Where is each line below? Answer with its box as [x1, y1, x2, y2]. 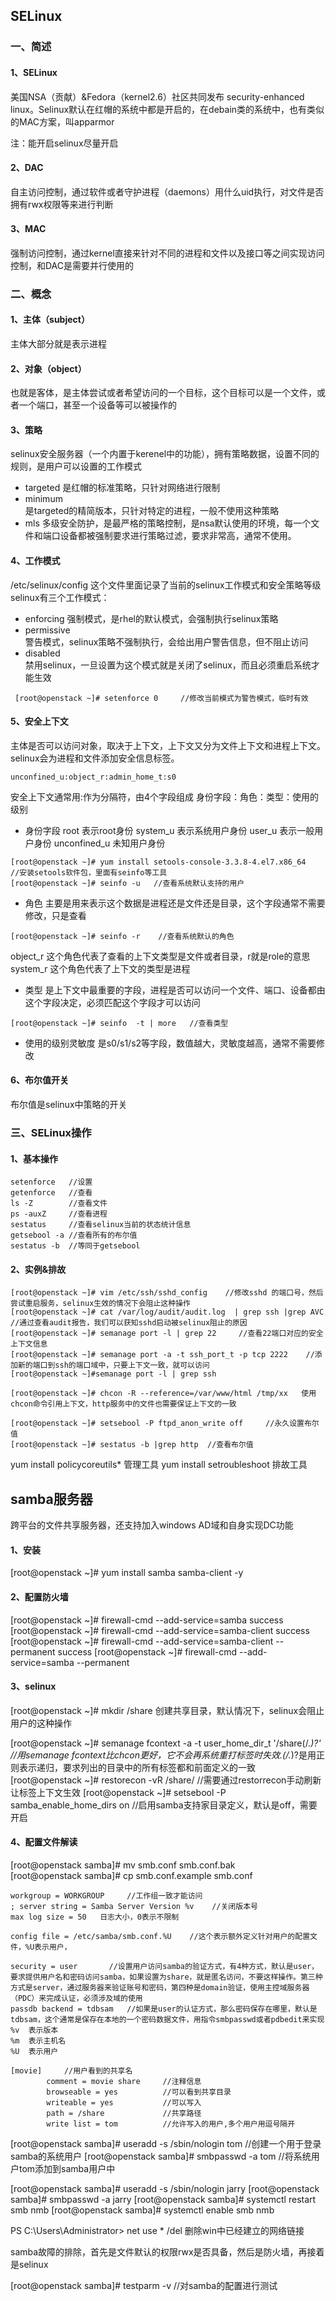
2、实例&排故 [10, 1263, 67, 1275]
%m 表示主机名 [10, 2036, 67, 2046]
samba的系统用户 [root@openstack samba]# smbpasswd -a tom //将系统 [10, 2150, 312, 2163]
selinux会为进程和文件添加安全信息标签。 [10, 752, 180, 764]
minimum [24, 493, 63, 505]
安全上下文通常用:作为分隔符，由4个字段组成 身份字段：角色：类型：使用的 [10, 790, 320, 803]
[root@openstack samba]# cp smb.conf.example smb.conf [10, 1870, 253, 1882]
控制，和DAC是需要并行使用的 [10, 259, 135, 271]
